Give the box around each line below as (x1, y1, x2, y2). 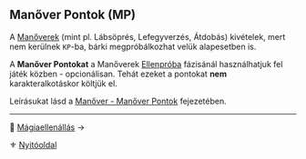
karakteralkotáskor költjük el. (9, 77, 118, 89)
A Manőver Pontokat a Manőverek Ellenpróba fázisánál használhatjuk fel (9, 58, 283, 69)
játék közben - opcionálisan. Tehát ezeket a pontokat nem (9, 68, 228, 79)
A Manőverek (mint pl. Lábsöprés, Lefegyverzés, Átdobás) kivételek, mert (9, 31, 286, 42)
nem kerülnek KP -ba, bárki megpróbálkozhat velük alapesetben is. (9, 41, 257, 52)
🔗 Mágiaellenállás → (9, 122, 86, 133)
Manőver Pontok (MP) (9, 7, 137, 23)
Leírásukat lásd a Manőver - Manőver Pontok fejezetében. (9, 95, 228, 106)
